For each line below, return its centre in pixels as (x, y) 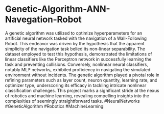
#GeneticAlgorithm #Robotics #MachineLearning (54, 106)
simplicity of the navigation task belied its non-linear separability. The (75, 49)
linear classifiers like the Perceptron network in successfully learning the (78, 59)
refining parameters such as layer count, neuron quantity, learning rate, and (81, 80)
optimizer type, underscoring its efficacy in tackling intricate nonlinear (76, 85)
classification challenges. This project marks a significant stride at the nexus (82, 90)
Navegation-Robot (43, 19)
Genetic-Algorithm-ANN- (58, 9)
